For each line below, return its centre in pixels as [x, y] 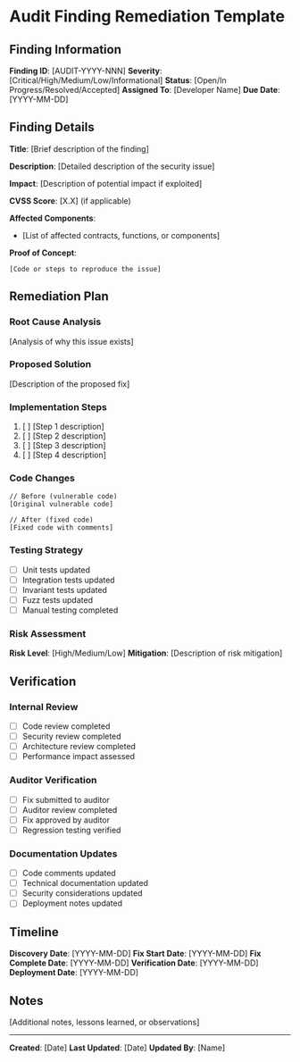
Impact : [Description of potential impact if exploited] [106, 183]
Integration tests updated [68, 580]
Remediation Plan [59, 297]
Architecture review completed [79, 747]
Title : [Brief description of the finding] [79, 148]
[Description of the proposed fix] [70, 384]
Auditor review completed [70, 809]
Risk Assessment [48, 633]
